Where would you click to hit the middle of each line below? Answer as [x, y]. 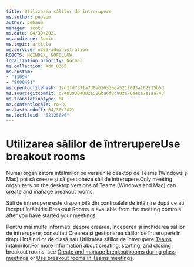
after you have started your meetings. [52, 215]
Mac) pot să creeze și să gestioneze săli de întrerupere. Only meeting [89, 179]
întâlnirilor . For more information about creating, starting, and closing [89, 246]
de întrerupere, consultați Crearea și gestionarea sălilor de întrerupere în [93, 233]
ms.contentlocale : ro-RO [36, 104]
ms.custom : [19, 72]
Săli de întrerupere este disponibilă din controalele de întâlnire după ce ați [95, 203]
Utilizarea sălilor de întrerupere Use [93, 144]
